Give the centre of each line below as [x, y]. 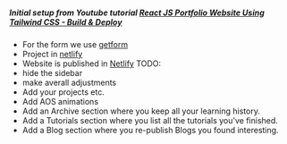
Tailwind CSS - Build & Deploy [66, 21]
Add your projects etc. [63, 92]
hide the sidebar [52, 72]
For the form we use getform [75, 44]
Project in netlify [52, 54]
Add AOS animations [60, 101]
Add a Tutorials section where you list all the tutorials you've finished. [150, 120]
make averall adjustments [69, 82]
